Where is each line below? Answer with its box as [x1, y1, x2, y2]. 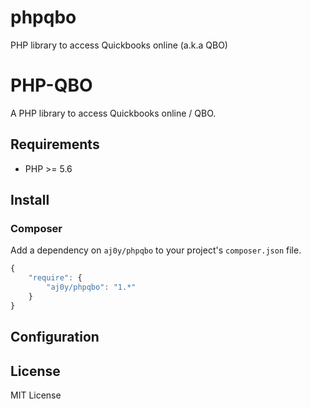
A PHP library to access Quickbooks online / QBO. [10, 107, 217, 119]
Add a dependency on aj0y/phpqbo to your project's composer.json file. [10, 244, 302, 256]
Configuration [10, 329, 100, 346]
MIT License [10, 389, 62, 401]
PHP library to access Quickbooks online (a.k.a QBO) [10, 39, 228, 51]
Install [10, 192, 50, 209]
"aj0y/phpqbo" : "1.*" [46, 282, 137, 293]
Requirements [10, 136, 100, 153]
